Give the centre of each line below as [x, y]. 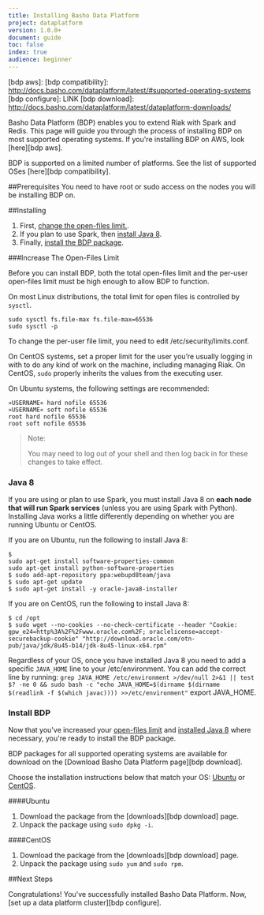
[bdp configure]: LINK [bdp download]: [71, 99]
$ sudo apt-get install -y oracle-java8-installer [93, 589]
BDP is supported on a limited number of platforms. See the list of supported [132, 163]
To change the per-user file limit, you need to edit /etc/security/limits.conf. [129, 341]
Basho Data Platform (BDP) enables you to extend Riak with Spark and [122, 122]
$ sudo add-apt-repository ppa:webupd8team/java [89, 576]
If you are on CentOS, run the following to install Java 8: [99, 604]
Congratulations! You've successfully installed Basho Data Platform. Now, [127, 894]
